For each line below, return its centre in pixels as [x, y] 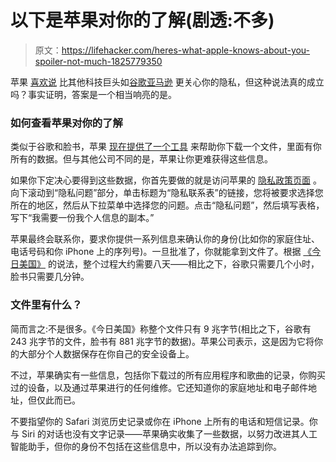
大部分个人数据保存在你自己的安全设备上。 [106, 353]
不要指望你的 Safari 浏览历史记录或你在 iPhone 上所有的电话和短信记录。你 [164, 421]
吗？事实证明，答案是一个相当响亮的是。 [93, 94]
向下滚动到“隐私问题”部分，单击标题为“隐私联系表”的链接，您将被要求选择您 [167, 193]
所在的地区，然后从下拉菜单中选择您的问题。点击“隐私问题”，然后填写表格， [167, 205]
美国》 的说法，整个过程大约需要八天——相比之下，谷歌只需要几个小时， [169, 264]
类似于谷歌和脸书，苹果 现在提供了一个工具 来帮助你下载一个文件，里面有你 [166, 147]
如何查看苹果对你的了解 [66, 123]
